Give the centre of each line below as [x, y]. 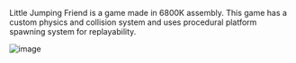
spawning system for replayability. [73, 31]
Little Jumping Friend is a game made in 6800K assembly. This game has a [148, 13]
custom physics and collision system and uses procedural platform [133, 22]
